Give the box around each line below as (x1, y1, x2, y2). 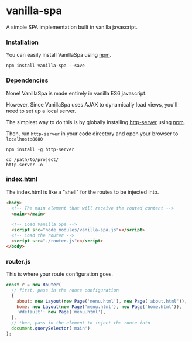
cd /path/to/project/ (6, 156, 59, 162)
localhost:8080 (6, 136, 43, 142)
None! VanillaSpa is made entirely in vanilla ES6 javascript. (6, 90, 147, 97)
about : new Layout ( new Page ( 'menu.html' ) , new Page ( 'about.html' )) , (16, 298, 187, 304)
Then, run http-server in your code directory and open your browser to (6, 130, 179, 137)
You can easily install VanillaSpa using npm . (6, 52, 112, 59)
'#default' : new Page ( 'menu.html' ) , (16, 309, 107, 315)
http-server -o (6, 162, 43, 167)
